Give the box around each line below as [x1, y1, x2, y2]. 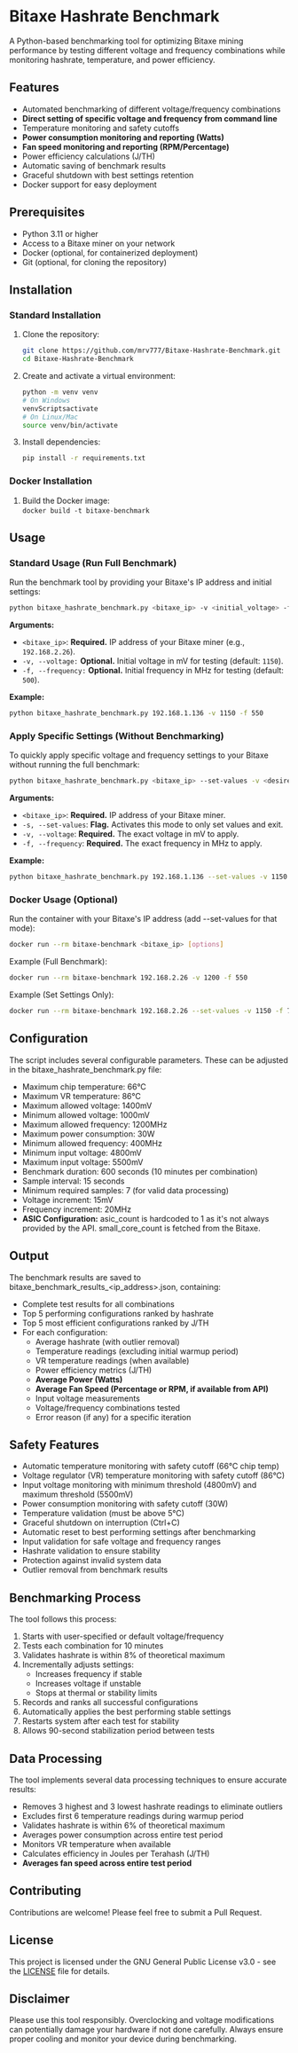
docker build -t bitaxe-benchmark [21, 506, 150, 515]
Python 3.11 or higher [21, 228, 99, 239]
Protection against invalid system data [21, 1555, 162, 1566]
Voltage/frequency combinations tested [35, 1402, 180, 1412]
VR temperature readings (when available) [35, 1355, 190, 1365]
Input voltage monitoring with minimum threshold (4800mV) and [21, 1480, 257, 1491]
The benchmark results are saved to [9, 1271, 142, 1283]
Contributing [9, 1884, 82, 1899]
